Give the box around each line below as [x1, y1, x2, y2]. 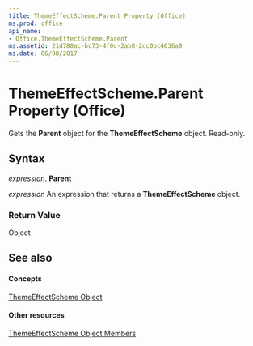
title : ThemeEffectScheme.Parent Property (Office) [8, 11, 186, 20]
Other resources [8, 310, 65, 320]
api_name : [8, 27, 42, 35]
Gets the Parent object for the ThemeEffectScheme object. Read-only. [8, 128, 246, 138]
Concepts [8, 274, 42, 284]
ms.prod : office [8, 19, 63, 28]
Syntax [8, 152, 45, 166]
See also [8, 251, 53, 265]
